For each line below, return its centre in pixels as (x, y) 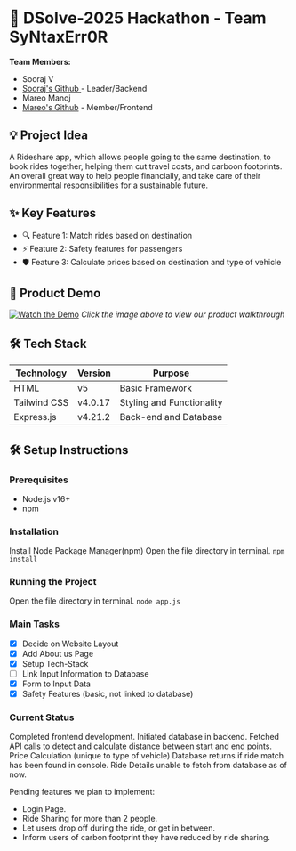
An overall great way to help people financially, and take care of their (135, 175)
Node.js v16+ (46, 498)
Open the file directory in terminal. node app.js (95, 601)
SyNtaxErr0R (59, 37)
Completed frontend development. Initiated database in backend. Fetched (144, 737)
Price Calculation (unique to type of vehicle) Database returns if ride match (147, 756)
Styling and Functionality (171, 402)
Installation (34, 531)
